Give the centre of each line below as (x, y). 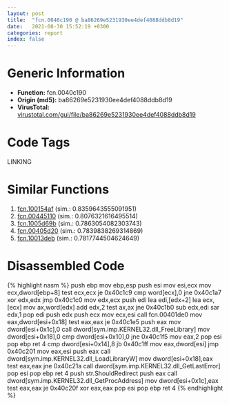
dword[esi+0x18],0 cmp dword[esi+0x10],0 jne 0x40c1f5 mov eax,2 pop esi (114, 337)
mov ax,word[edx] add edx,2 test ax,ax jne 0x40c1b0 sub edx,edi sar (121, 307)
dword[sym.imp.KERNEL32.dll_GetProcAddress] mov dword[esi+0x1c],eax (113, 380)
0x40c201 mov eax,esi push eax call (59, 351)
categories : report (35, 33)
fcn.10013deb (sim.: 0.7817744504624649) (78, 238)
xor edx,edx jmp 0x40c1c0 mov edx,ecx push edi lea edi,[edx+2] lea (104, 300)
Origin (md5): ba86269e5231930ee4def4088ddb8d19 (94, 100)
